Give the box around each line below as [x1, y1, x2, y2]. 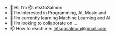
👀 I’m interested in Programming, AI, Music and [9, 10, 107, 16]
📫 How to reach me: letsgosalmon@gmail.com [9, 26, 107, 31]
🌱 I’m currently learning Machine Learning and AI [9, 15, 111, 20]
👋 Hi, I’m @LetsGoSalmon [9, 5, 63, 10]
